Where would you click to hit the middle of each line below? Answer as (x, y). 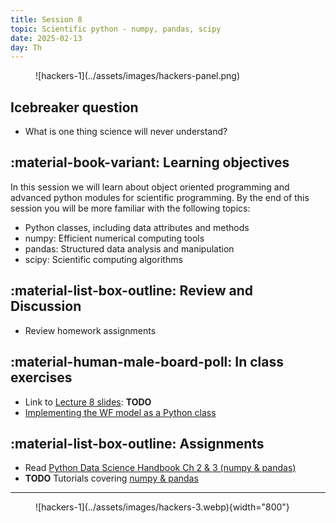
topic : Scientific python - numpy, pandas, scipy (116, 29)
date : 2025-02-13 (46, 38)
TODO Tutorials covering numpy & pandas (111, 478)
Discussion (46, 306)
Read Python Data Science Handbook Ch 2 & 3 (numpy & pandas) (160, 468)
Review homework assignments (90, 330)
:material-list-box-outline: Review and (132, 291)
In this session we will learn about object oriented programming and (150, 187)
